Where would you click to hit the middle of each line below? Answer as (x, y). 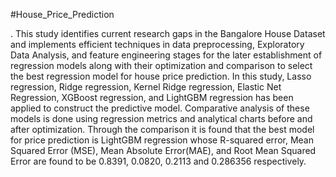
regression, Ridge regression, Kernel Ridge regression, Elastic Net (146, 87)
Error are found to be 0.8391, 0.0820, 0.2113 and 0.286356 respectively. (158, 161)
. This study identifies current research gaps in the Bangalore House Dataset (168, 33)
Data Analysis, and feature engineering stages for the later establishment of (166, 55)
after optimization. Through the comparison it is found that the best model (162, 129)
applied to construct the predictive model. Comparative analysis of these (160, 108)
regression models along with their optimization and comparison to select (161, 65)
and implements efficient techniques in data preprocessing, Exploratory (157, 44)
